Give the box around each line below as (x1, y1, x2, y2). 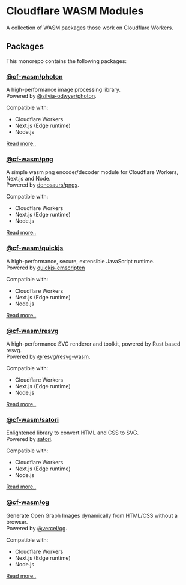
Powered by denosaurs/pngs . (6, 181, 79, 188)
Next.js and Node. (6, 175, 51, 182)
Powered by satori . (6, 436, 53, 443)
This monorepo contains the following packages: (6, 57, 127, 64)
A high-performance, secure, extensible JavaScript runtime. (6, 257, 155, 265)
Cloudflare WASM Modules (6, 4, 144, 18)
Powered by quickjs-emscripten (6, 264, 85, 271)
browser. (6, 518, 28, 526)
